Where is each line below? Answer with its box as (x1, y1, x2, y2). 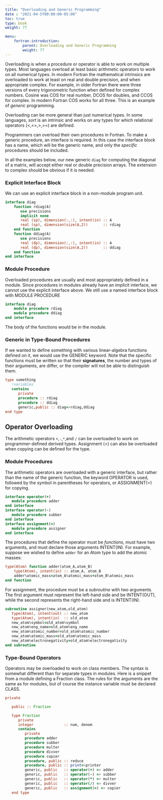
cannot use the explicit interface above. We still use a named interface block (5, 287, 158, 293)
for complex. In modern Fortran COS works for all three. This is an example (5, 97, 155, 103)
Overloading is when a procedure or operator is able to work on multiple (5, 61, 150, 67)
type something (5, 377, 36, 383)
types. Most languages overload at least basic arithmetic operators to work (5, 66, 156, 72)
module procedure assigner (11, 526, 67, 531)
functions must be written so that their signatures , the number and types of (5, 358, 157, 364)
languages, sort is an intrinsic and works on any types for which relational (5, 117, 153, 123)
